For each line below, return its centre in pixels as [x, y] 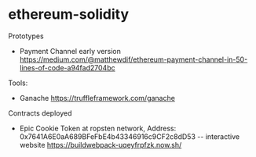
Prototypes [26, 36]
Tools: [18, 83]
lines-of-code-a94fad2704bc [67, 67]
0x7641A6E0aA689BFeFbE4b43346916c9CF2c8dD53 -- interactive [130, 136]
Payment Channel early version [70, 51]
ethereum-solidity [69, 14]
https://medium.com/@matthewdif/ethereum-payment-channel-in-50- [133, 59]
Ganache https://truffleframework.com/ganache [97, 98]
